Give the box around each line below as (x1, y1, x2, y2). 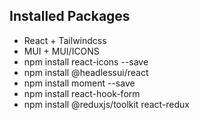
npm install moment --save (23, 77, 136, 89)
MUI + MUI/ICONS (23, 45, 100, 57)
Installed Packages (9, 8, 131, 25)
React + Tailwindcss (23, 34, 107, 46)
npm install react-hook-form (23, 87, 141, 99)
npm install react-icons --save (23, 55, 149, 68)
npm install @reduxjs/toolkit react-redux (23, 98, 191, 110)
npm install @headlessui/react (23, 66, 149, 78)
